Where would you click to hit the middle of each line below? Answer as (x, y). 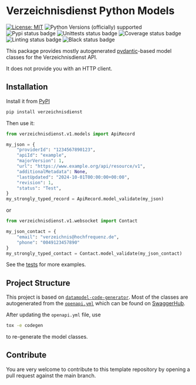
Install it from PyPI (28, 101)
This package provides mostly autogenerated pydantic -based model (89, 50)
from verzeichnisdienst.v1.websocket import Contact (72, 221)
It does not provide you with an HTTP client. (59, 68)
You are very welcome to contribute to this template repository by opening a (98, 369)
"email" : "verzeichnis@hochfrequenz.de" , (68, 237)
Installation (27, 87)
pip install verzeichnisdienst (44, 112)
